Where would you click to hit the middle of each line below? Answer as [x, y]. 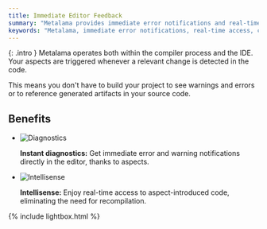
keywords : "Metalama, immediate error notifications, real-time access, [131, 30]
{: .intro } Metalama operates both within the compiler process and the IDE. [131, 53]
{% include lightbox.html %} [54, 216]
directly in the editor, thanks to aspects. [84, 162]
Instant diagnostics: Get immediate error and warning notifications [130, 153]
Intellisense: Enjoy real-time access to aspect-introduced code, [124, 192]
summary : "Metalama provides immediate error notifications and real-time [135, 23]
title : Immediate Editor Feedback [66, 16]
